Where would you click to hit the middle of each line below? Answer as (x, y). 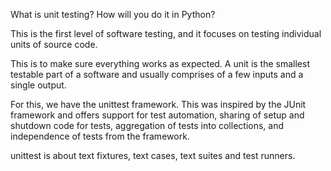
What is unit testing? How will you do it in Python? (113, 14)
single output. (38, 85)
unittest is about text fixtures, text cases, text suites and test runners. (153, 155)
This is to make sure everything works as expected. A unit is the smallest (160, 63)
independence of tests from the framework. (100, 136)
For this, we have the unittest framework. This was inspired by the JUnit (158, 104)
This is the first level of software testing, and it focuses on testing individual (166, 33)
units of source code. (54, 44)
